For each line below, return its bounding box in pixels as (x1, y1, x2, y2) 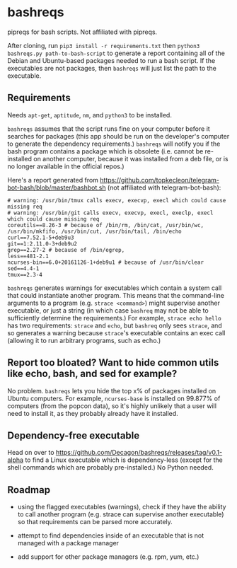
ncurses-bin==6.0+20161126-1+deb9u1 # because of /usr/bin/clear (7, 259, 204, 266)
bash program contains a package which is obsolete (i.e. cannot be (7, 146, 204, 156)
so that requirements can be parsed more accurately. (17, 518, 173, 526)
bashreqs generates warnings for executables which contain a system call (7, 284, 222, 292)
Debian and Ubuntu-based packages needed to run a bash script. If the (7, 56, 216, 64)
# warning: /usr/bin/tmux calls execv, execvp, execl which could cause (7, 197, 226, 204)
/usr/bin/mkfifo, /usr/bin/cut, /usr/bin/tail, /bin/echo (7, 228, 182, 235)
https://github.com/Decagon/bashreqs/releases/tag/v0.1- (55, 448, 223, 457)
